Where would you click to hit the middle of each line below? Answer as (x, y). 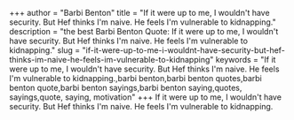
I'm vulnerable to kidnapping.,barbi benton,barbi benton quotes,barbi (135, 78)
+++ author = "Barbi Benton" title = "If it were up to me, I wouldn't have (139, 13)
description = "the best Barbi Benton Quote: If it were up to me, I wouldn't (144, 31)
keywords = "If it (246, 60)
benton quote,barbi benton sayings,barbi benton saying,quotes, (126, 88)
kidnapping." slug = (45, 50)
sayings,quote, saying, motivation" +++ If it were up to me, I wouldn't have (146, 97)
